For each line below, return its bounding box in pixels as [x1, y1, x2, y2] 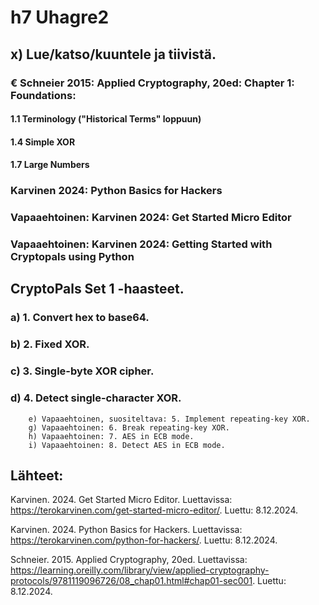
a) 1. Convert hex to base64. [10, 311, 150, 325]
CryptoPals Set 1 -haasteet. [10, 281, 185, 298]
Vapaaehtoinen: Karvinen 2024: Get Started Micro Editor [10, 211, 292, 225]
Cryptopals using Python [10, 250, 135, 264]
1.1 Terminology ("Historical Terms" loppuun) [10, 113, 202, 125]
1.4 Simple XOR [10, 136, 76, 148]
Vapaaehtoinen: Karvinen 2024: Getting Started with [10, 237, 273, 251]
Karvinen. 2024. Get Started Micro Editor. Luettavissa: [10, 494, 233, 506]
